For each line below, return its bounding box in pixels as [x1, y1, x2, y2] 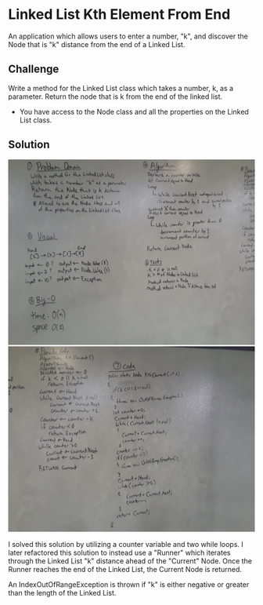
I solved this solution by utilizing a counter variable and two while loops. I [8, 540, 244, 549]
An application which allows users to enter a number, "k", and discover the [8, 31, 248, 41]
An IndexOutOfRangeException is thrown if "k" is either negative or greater [8, 580, 250, 589]
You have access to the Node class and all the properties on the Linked [19, 107, 249, 116]
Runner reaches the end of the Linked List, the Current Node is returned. [8, 565, 243, 574]
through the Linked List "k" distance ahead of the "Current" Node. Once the [8, 556, 253, 566]
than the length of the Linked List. [8, 589, 117, 598]
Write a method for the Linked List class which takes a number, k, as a [8, 83, 233, 93]
